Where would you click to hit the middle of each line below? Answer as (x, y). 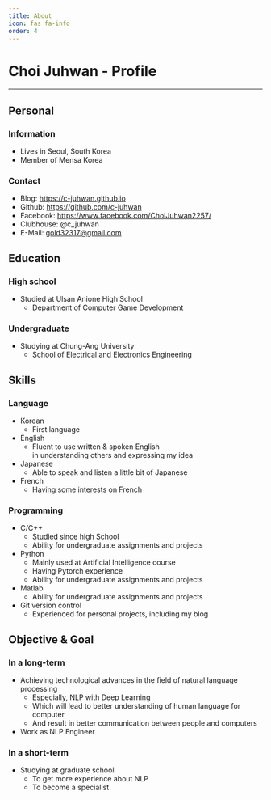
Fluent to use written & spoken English (96, 447)
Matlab (31, 588)
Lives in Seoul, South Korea (65, 151)
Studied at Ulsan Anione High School (81, 298)
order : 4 (23, 31)
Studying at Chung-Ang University (77, 346)
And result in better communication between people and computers (145, 723)
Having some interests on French (87, 489)
